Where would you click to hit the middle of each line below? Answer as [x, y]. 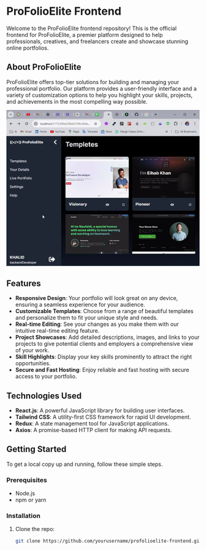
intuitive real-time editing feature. [57, 331]
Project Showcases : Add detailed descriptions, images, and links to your [107, 337]
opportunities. [33, 363]
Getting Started [36, 449]
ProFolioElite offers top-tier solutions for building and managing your [93, 82]
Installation [24, 516]
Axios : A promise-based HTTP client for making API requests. [93, 430]
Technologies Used [44, 396]
